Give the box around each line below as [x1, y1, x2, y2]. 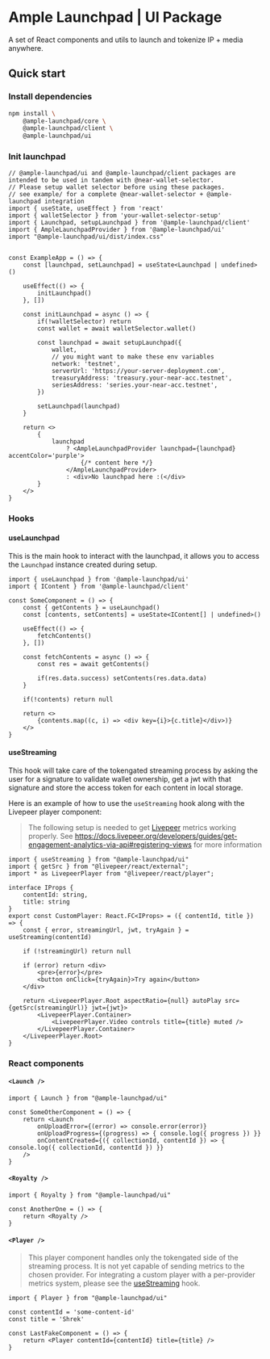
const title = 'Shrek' [8, 1315, 85, 1323]
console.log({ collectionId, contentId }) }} [8, 1143, 164, 1151]
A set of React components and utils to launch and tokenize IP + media [8, 35, 243, 44]
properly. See [27, 831, 74, 841]
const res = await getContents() [37, 660, 150, 668]
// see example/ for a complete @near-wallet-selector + [8, 191, 204, 199]
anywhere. [8, 43, 44, 52]
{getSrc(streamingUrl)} [8, 1004, 89, 1012]
